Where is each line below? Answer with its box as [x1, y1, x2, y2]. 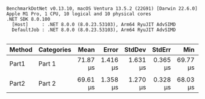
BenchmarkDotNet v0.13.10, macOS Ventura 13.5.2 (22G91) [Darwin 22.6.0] [6, 5, 198, 12]
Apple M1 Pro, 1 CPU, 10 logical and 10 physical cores [6, 11, 151, 17]
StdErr [152, 46, 171, 53]
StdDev [124, 46, 146, 53]
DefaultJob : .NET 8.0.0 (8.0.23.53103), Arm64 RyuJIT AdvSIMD [12, 27, 176, 33]
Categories [38, 46, 71, 53]
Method [9, 46, 33, 53]
